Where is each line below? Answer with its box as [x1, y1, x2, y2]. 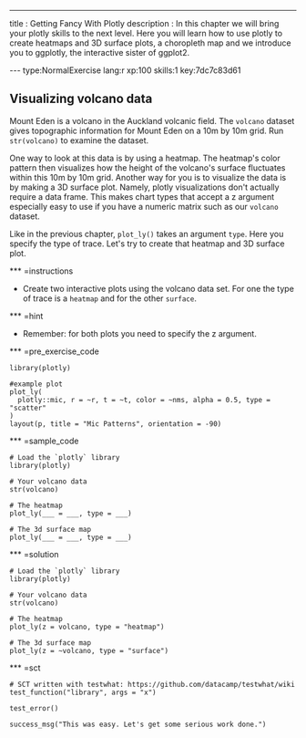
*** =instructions [9, 265, 74, 276]
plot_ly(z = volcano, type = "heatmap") [9, 622, 166, 631]
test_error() [9, 703, 59, 712]
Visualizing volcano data [9, 91, 153, 107]
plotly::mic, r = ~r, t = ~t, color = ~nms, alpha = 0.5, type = [17, 395, 271, 404]
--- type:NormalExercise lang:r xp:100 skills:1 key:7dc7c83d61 [9, 65, 241, 76]
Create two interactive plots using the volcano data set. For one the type [22, 283, 294, 294]
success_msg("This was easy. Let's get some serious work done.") [9, 720, 267, 729]
